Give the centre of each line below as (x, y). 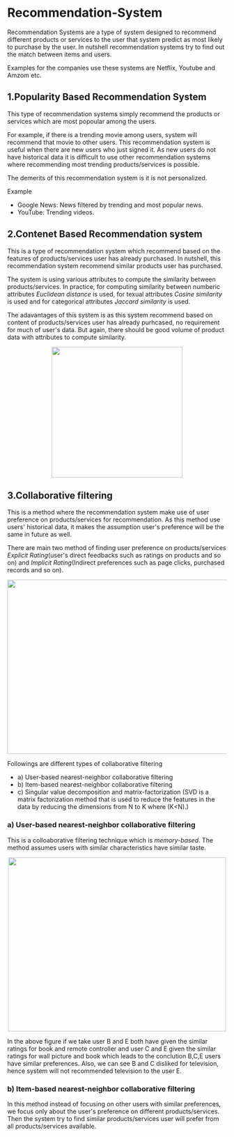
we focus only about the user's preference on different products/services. (114, 1111)
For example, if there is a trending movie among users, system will (102, 134)
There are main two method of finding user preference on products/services (117, 548)
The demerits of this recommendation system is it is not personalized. (107, 178)
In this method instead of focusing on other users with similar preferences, (114, 1104)
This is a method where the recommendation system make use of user (108, 512)
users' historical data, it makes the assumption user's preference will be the (116, 527)
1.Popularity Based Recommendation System (107, 97)
